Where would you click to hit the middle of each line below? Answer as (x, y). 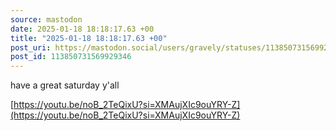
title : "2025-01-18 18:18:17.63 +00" (89, 38)
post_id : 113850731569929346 (71, 57)
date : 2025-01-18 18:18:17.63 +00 (82, 29)
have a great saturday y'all (65, 85)
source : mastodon (46, 19)
